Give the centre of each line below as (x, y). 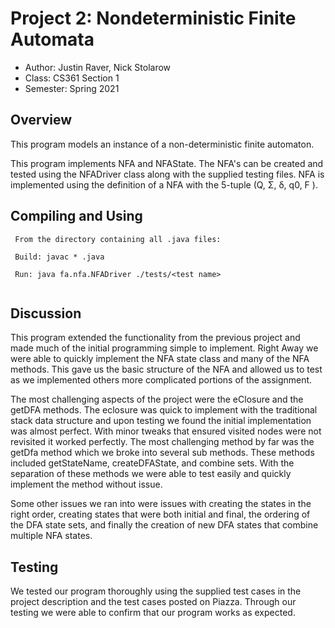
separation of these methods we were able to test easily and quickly (151, 474)
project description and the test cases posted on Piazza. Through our (153, 602)
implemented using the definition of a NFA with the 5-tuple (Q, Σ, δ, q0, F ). (164, 184)
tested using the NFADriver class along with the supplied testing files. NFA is (167, 174)
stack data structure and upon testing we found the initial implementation (161, 421)
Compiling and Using (76, 216)
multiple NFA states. (51, 536)
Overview (41, 120)
